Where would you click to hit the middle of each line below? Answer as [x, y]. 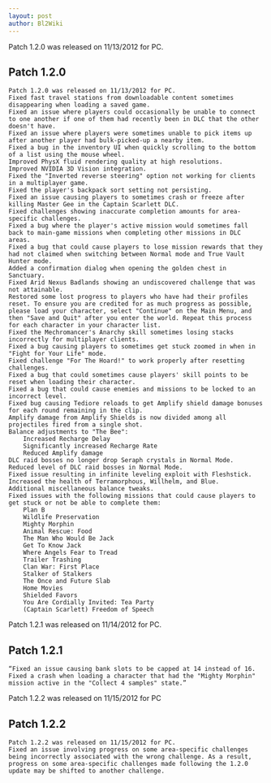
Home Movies [43, 588]
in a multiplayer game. [49, 184]
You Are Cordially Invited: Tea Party [88, 603]
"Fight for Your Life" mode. [58, 354]
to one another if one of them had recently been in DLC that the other [134, 119]
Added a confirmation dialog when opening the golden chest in [118, 269]
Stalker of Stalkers [58, 574]
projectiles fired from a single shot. [76, 425]
